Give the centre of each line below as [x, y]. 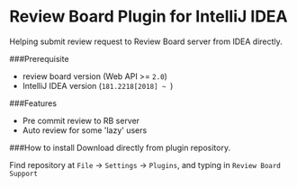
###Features [33, 103]
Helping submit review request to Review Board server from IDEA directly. [146, 41]
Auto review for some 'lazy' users [85, 130]
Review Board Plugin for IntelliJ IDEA [148, 17]
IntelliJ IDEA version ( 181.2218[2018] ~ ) [98, 85]
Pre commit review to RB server [81, 120]
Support [24, 174]
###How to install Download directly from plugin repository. [120, 147]
